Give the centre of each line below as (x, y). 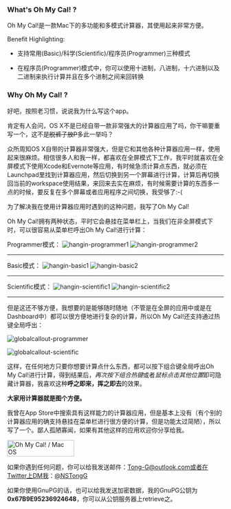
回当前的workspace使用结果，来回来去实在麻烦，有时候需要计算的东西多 (110, 183)
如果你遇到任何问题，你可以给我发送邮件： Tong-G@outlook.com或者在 (108, 467)
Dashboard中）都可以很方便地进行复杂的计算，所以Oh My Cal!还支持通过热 (114, 316)
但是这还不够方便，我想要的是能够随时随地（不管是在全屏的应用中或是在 (109, 307)
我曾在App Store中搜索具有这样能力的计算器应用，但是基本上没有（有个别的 (114, 413)
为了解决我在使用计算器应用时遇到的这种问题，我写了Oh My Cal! (98, 206)
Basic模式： (24, 265)
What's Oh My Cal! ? (42, 10)
